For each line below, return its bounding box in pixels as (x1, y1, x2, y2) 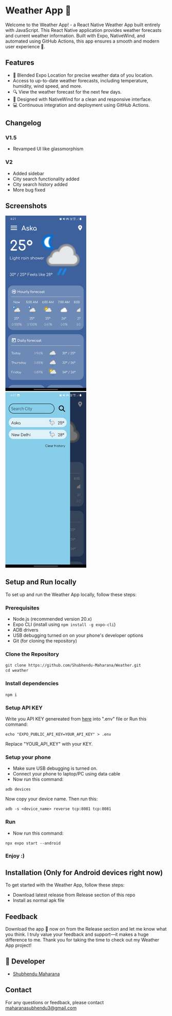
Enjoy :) (5, 853, 25, 860)
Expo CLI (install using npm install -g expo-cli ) (12, 621, 116, 627)
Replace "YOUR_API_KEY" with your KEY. (5, 741, 93, 747)
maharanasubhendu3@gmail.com (5, 1005, 77, 1011)
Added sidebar (12, 170, 45, 176)
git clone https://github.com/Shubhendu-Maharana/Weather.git (5, 663, 141, 668)
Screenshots (5, 201, 47, 210)
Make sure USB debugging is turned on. (12, 765, 98, 771)
